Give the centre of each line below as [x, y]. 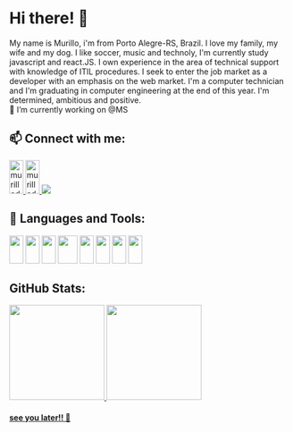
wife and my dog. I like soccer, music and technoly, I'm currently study [139, 52]
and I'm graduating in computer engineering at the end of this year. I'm [139, 90]
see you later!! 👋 [40, 417]
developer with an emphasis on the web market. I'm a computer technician [146, 80]
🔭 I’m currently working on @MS [69, 109]
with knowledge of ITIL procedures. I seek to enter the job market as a [138, 72]
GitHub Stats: [48, 288]
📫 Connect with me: [67, 139]
